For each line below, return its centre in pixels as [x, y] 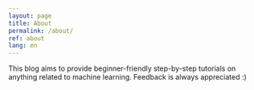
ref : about [27, 38]
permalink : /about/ [41, 31]
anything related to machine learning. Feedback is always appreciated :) [127, 77]
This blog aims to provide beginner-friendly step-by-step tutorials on [122, 68]
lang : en [23, 46]
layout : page [30, 16]
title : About [30, 23]
